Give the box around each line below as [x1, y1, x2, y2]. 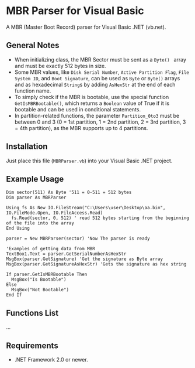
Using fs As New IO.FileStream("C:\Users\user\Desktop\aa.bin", [6, 205, 166, 211]
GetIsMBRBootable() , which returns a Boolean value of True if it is [14, 100, 170, 107]
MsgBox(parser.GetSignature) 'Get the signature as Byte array [6, 256, 163, 262]
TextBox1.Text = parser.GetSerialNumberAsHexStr [6, 251, 127, 257]
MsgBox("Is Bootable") [11, 277, 67, 282]
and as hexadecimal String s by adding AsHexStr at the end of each [14, 81, 176, 88]
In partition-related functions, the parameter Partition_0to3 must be [14, 112, 180, 119]
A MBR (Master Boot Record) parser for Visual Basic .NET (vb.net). [6, 23, 166, 30]
